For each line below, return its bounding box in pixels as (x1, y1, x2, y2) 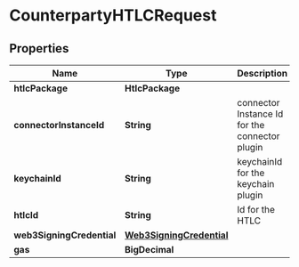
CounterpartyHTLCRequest (9, 5, 217, 26)
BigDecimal (124, 244, 174, 255)
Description (237, 68, 287, 79)
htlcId (13, 209, 39, 221)
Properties (9, 41, 69, 56)
